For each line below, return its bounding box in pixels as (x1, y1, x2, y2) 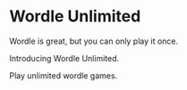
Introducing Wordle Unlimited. (9, 53, 119, 63)
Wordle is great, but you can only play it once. (9, 36, 179, 46)
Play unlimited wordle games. (9, 70, 118, 81)
